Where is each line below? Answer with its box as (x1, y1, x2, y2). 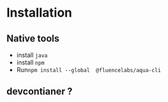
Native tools (6, 33, 59, 44)
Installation (6, 5, 73, 21)
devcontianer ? (6, 85, 73, 98)
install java (16, 51, 48, 59)
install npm (16, 58, 45, 67)
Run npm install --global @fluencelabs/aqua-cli (16, 66, 162, 74)
